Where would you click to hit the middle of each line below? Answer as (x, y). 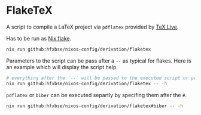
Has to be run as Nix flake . (39, 38)
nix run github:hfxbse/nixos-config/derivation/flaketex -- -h (87, 83)
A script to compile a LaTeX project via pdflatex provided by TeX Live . (92, 27)
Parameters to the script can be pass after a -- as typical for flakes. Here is (99, 61)
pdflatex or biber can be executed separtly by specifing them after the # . (97, 95)
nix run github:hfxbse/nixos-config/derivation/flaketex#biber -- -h (95, 106)
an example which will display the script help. (62, 67)
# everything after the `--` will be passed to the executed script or (97, 78)
